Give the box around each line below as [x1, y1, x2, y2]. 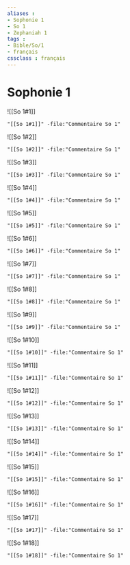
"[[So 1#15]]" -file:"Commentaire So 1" [7, 476, 125, 482]
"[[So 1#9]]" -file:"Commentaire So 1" [7, 323, 121, 330]
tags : [7, 36, 26, 43]
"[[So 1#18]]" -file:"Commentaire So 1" [7, 552, 125, 559]
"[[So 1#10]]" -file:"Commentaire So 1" [7, 349, 125, 356]
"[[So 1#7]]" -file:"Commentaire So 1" [7, 273, 121, 279]
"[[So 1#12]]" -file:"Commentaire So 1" [7, 400, 125, 407]
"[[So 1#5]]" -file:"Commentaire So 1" [7, 222, 121, 229]
